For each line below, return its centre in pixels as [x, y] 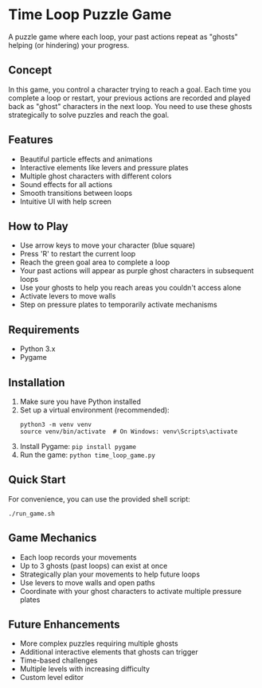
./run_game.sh [32, 514]
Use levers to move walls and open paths [87, 582]
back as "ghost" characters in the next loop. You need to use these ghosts [130, 106]
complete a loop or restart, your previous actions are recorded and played [129, 98]
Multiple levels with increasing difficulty [84, 669]
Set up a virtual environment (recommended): [94, 410]
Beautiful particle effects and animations [86, 159]
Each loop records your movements [78, 557]
